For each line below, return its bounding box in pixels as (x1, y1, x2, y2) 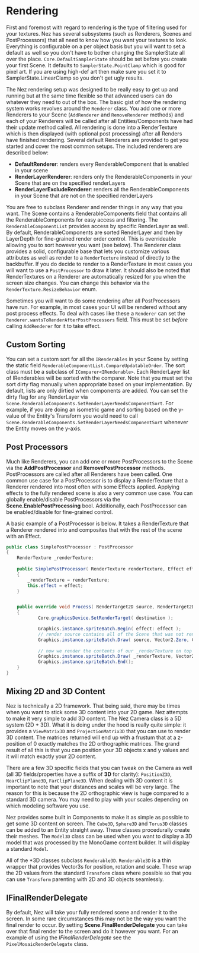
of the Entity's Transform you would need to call (20, 412, 138, 419)
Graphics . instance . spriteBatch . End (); (37, 659, 134, 665)
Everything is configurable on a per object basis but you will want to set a (6, 43, 185, 50)
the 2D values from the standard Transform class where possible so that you (6, 869, 192, 876)
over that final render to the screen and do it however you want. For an (6, 927, 179, 935)
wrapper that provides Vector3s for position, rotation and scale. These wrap (6, 863, 191, 870)
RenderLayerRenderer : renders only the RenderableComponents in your (14, 173, 192, 180)
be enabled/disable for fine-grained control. (6, 508, 113, 515)
